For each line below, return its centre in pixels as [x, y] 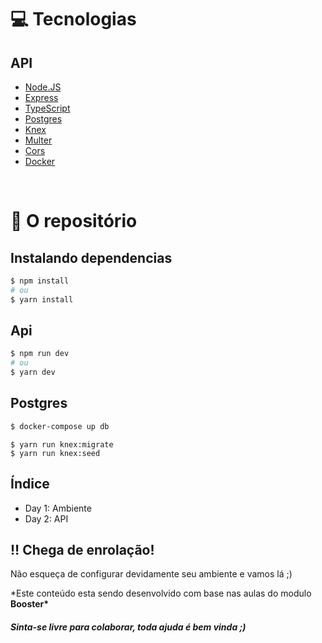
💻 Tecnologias [73, 19]
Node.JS [43, 87]
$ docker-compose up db [60, 426]
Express [41, 97]
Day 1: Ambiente [58, 508]
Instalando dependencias [91, 257]
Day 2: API [46, 518]
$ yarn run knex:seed [55, 453]
